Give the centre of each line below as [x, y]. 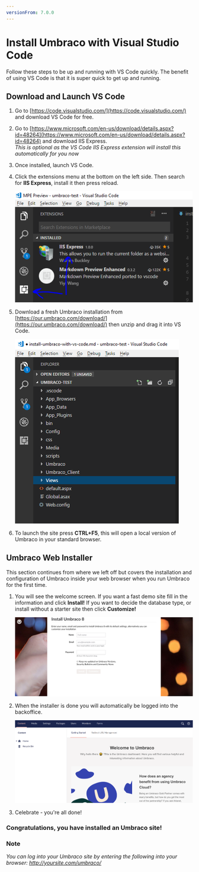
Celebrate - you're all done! [48, 812]
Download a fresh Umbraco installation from [69, 312]
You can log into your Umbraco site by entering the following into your [92, 857]
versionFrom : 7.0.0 [30, 12]
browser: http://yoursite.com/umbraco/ [54, 863]
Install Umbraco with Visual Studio [93, 42]
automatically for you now [47, 154]
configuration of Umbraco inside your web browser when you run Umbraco [98, 579]
